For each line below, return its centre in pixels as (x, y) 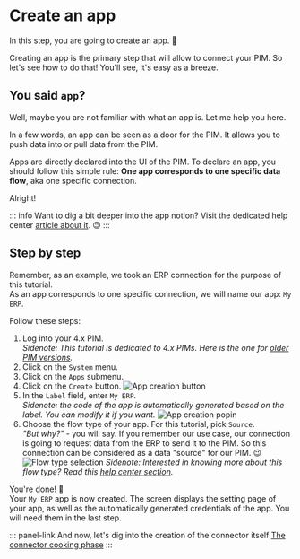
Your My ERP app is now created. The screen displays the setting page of (143, 498)
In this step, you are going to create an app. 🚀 (93, 40)
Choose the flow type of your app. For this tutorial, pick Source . (138, 424)
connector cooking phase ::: (61, 545)
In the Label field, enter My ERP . (79, 395)
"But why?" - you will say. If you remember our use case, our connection (156, 433)
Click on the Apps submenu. (73, 376)
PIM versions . (47, 357)
